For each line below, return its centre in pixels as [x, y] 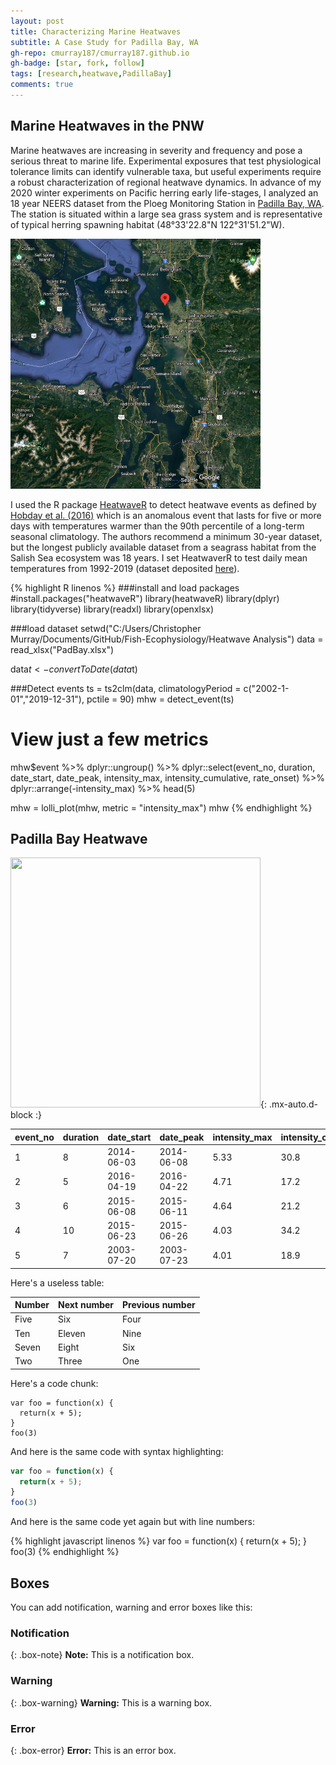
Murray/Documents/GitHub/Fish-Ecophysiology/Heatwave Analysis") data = [167, 639]
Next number [86, 1305]
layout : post [37, 21]
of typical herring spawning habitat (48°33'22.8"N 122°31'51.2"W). [147, 224]
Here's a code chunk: [54, 1383]
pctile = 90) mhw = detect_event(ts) [160, 699]
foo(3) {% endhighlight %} [65, 1552]
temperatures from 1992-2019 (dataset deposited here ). [125, 568]
